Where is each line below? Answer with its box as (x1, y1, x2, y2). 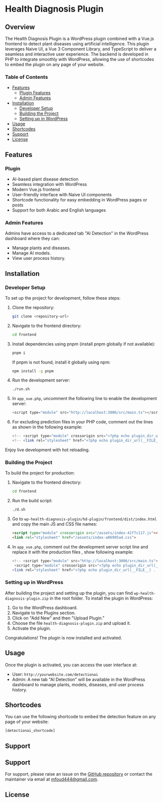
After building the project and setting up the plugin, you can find (5, 590, 133, 596)
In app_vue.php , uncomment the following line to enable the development (12, 396, 157, 401)
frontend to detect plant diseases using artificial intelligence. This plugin (5, 41, 149, 47)
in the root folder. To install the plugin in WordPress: (49, 595, 153, 601)
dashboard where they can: (5, 236, 60, 241)
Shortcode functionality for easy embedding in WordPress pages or (12, 197, 147, 202)
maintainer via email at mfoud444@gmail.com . (5, 776, 98, 782)
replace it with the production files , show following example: (12, 549, 133, 555)
